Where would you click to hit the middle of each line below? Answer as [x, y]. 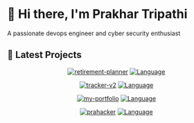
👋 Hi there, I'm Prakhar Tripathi [97, 14]
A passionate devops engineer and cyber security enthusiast [94, 33]
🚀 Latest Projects [44, 55]
